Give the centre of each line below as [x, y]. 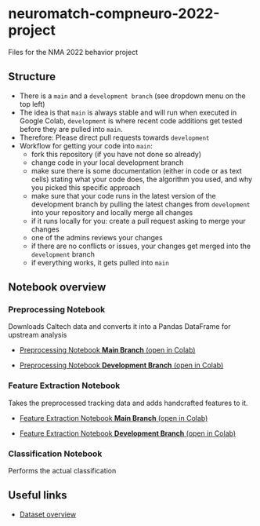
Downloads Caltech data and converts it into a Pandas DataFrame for [119, 327]
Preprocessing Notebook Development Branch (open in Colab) [121, 365]
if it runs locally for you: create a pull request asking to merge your [139, 221]
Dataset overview [48, 514]
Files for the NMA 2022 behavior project [73, 52]
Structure [32, 77]
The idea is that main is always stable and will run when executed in [128, 112]
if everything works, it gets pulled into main [100, 262]
